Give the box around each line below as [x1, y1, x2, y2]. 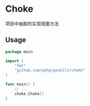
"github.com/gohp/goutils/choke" [14, 68, 85, 73]
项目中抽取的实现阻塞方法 [5, 20, 59, 26]
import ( [5, 58, 24, 64]
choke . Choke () [14, 91, 44, 96]
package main [5, 49, 33, 54]
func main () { [5, 82, 36, 87]
